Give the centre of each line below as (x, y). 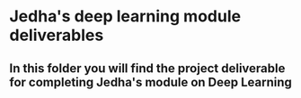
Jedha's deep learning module (125, 16)
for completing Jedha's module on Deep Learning (150, 82)
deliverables (57, 35)
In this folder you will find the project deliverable (147, 68)
